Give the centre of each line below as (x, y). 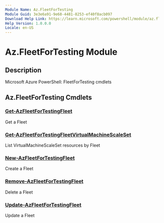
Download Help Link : (26, 19)
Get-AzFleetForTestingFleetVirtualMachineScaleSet (68, 134)
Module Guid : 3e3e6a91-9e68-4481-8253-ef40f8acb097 (59, 14)
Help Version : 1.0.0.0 (28, 23)
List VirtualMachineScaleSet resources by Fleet (53, 146)
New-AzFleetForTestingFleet (40, 158)
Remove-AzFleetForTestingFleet (44, 181)
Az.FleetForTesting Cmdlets (49, 97)
